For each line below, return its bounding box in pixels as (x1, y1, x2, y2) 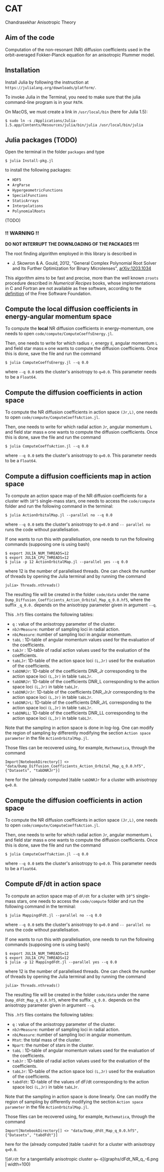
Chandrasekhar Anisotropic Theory (5, 19, 76, 25)
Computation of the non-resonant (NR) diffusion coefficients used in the (5, 46, 151, 52)
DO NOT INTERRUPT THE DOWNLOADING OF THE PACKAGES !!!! (5, 241, 140, 247)
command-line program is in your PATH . (5, 99, 84, 105)
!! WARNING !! (5, 230, 39, 237)
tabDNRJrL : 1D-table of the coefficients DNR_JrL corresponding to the (12, 699, 152, 705)
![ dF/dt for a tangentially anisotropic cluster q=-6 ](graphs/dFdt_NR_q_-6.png (5, 1156, 159, 1162)
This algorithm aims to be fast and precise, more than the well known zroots (5, 275, 159, 281)
